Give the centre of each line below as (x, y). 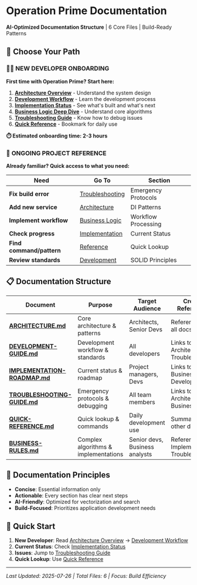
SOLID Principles (154, 260)
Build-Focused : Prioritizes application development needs (85, 508)
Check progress (32, 233)
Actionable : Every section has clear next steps (71, 495)
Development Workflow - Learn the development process (85, 99)
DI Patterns (146, 207)
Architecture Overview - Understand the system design (83, 93)
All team (140, 395)
